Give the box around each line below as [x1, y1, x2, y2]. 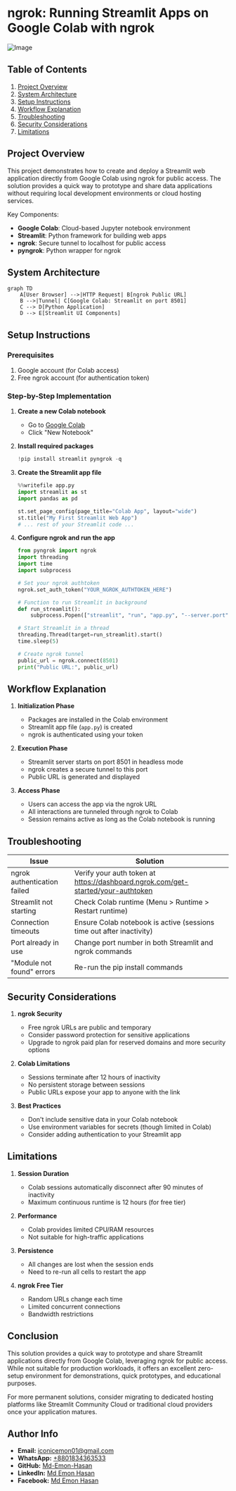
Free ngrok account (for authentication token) [17, 373, 150, 382]
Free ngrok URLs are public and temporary [27, 1023, 152, 1032]
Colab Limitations [17, 1059, 70, 1068]
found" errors [11, 967, 55, 977]
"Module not [11, 958, 52, 968]
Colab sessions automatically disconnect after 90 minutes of [27, 1182, 204, 1192]
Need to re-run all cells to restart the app [27, 1267, 146, 1276]
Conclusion [7, 1330, 59, 1342]
